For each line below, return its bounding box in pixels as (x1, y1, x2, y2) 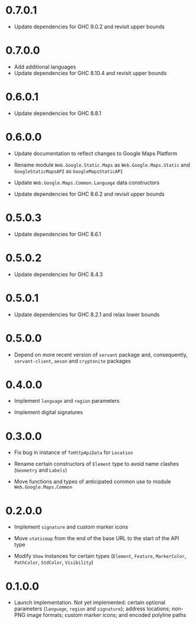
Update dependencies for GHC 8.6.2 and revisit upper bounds (14, 190, 165, 198)
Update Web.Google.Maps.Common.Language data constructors (14, 179, 160, 186)
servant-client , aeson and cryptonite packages (14, 357, 131, 364)
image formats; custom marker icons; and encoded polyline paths (26, 612, 187, 619)
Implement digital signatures (14, 409, 83, 416)
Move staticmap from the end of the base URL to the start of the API (14, 535, 180, 542)
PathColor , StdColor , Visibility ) (14, 559, 94, 566)
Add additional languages (14, 63, 77, 70)
